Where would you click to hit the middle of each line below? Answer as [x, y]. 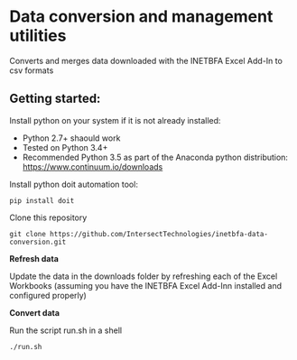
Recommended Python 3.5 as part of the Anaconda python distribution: [155, 157]
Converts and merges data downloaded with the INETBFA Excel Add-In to [146, 60]
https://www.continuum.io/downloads [93, 166]
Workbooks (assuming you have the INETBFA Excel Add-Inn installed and [146, 285]
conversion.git [38, 242]
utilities [38, 36]
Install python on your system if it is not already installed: [115, 120]
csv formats [32, 70]
